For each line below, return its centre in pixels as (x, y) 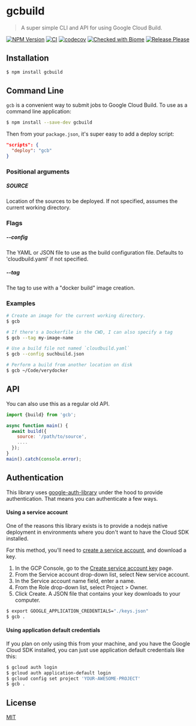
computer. (28, 600)
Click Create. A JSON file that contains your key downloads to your (98, 593)
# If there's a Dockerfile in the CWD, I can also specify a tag (89, 332)
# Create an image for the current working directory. (76, 316)
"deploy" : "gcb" (32, 151)
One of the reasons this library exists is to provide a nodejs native (87, 525)
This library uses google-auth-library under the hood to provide (85, 492)
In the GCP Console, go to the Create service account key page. (94, 568)
